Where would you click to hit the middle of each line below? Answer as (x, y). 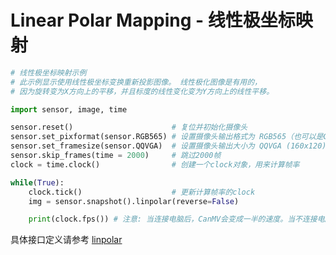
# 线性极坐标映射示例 (48, 72)
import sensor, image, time (69, 109)
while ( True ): (37, 182)
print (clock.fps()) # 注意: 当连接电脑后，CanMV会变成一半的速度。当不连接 (173, 219)
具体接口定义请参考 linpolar (66, 240)
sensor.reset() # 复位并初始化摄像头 (129, 127)
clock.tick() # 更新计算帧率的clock (142, 192)
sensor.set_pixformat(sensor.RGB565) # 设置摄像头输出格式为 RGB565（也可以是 (167, 137)
